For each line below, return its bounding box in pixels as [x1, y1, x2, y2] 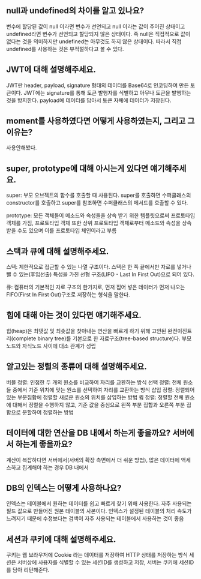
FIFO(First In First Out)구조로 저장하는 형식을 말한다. [6, 291, 130, 298]
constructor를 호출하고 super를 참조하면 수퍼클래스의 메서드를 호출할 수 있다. [6, 199, 188, 206]
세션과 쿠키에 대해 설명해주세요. [6, 534, 116, 544]
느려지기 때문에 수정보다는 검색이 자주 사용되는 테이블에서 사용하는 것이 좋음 [6, 515, 184, 522]
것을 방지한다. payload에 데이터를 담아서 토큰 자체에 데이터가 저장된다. [6, 97, 172, 104]
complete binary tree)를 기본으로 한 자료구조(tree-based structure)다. [13, 335, 181, 342]
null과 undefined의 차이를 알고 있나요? [6, 5, 145, 16]
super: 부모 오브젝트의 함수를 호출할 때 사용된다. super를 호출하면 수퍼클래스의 [6, 191, 191, 199]
